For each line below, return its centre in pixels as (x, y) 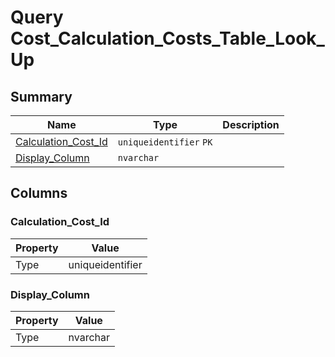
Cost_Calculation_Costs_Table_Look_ (167, 38)
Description (251, 124)
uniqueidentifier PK (165, 142)
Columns (39, 193)
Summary (41, 96)
